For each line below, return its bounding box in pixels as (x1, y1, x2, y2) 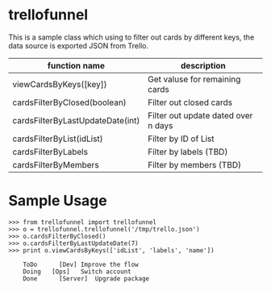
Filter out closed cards (148, 97, 233, 108)
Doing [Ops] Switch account (23, 268, 131, 276)
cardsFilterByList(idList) (12, 133, 103, 144)
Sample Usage (8, 192, 107, 210)
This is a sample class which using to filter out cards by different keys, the (8, 32, 255, 42)
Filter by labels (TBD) (148, 146, 228, 157)
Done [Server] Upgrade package (23, 274, 150, 283)
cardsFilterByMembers (12, 159, 99, 170)
